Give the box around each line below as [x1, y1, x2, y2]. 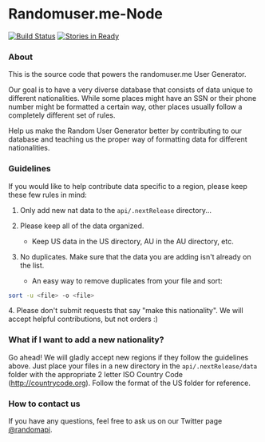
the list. [19, 260, 45, 270]
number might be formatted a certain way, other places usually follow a [8, 102, 243, 112]
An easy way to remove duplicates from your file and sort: [31, 275, 223, 285]
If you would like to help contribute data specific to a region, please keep [8, 181, 247, 191]
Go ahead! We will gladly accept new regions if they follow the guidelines [8, 352, 249, 362]
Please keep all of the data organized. [19, 221, 144, 231]
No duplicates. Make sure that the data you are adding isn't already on [19, 251, 251, 261]
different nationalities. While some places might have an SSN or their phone [8, 94, 257, 103]
